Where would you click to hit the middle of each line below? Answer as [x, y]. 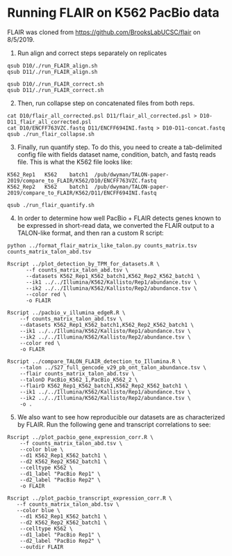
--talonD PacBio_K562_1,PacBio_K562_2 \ [79, 380]
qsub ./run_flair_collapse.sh [51, 134]
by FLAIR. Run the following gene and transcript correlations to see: [114, 424]
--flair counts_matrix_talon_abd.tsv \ [77, 373]
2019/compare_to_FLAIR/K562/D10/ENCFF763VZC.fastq [82, 180]
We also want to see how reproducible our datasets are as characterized [121, 417]
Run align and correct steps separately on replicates [92, 53]
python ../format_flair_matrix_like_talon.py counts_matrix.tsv [102, 245]
